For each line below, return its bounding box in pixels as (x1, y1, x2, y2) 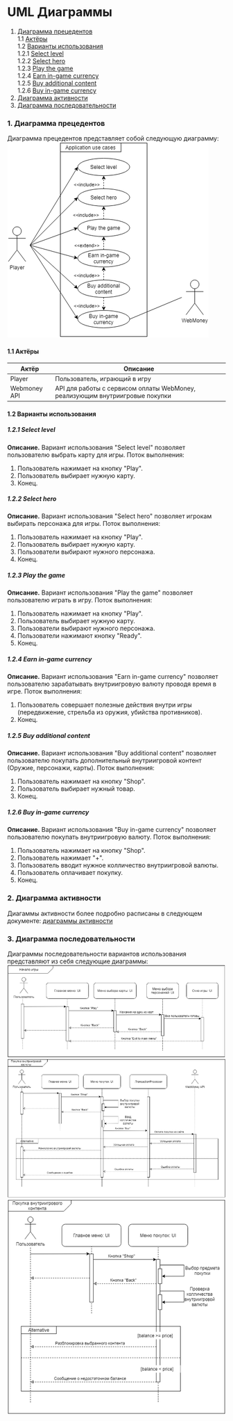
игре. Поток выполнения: (7, 687, 82, 696)
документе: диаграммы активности (7, 916, 113, 925)
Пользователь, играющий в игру (55, 375, 151, 383)
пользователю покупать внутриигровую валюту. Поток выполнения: (7, 833, 212, 842)
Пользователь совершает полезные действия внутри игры (17, 700, 192, 709)
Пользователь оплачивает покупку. (17, 869, 123, 877)
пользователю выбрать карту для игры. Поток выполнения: (7, 450, 185, 459)
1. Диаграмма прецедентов (7, 118, 105, 128)
